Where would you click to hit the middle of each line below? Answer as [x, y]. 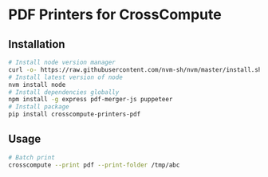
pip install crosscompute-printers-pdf [75, 114]
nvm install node [37, 85]
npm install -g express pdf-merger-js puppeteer [91, 100]
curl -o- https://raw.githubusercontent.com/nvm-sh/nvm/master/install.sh [135, 69]
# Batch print [32, 157]
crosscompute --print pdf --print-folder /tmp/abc [94, 165]
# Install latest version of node [66, 77]
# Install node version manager [62, 62]
